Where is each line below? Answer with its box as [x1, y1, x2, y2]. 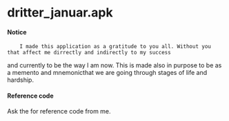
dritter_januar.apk [7, 5, 113, 21]
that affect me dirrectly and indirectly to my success [7, 49, 171, 56]
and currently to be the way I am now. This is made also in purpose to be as [7, 61, 222, 69]
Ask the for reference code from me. [7, 107, 112, 115]
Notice [7, 27, 27, 36]
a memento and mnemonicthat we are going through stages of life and [7, 69, 208, 77]
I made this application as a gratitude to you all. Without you [19, 43, 212, 50]
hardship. [7, 76, 34, 84]
